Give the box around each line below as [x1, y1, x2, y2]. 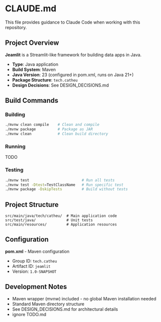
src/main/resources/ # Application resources [5, 222, 117, 227]
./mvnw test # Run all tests [5, 177, 115, 182]
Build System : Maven [12, 66, 56, 72]
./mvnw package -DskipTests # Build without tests [5, 187, 128, 192]
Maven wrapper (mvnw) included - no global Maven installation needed [12, 295, 157, 301]
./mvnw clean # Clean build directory [5, 131, 109, 137]
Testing [5, 167, 23, 174]
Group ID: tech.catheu [12, 258, 57, 263]
